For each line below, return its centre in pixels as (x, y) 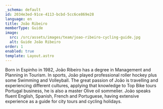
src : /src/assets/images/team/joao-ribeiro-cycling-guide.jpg (75, 38)
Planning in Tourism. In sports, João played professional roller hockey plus (81, 75)
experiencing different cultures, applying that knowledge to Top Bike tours (81, 86)
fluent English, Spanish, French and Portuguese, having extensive (72, 96)
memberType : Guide (24, 28)
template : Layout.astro (30, 56)
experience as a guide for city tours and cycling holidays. (64, 102)
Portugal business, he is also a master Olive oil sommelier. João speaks (78, 91)
